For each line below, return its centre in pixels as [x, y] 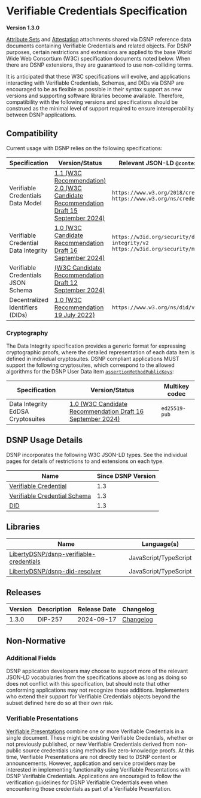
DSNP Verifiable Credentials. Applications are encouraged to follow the [94, 776]
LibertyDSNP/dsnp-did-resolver [55, 571]
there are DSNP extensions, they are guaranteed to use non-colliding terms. [100, 65]
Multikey [176, 387]
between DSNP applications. [41, 115]
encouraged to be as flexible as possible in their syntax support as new [94, 89]
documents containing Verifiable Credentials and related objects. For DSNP [99, 46]
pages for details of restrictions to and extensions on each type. [85, 461]
